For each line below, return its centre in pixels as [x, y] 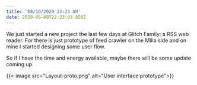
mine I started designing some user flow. [56, 46]
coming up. [20, 64]
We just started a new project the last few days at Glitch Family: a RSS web [97, 34]
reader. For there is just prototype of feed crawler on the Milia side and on [96, 40]
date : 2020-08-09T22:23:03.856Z [46, 17]
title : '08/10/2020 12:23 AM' [44, 12]
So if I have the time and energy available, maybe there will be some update [99, 58]
